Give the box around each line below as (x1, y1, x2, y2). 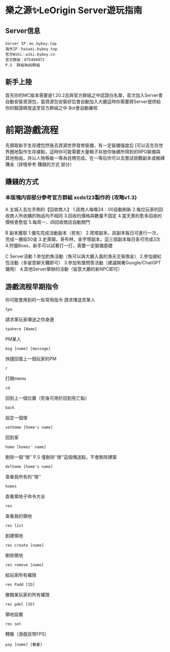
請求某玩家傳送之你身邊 (5, 317, 54, 323)
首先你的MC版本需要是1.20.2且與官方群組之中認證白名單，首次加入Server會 (5, 92, 163, 98)
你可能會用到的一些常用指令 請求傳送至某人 (5, 297, 95, 303)
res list (5, 523, 24, 528)
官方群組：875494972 (5, 57, 45, 62)
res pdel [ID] (5, 602, 35, 607)
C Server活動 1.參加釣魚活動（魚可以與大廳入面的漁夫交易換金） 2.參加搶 (5, 253, 157, 259)
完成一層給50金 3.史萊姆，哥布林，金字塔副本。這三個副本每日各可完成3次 (5, 236, 161, 243)
